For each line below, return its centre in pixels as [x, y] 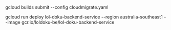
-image [13, 22]
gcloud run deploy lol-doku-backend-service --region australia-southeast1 [84, 17]
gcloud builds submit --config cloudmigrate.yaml [57, 7]
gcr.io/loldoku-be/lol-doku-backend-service [68, 22]
